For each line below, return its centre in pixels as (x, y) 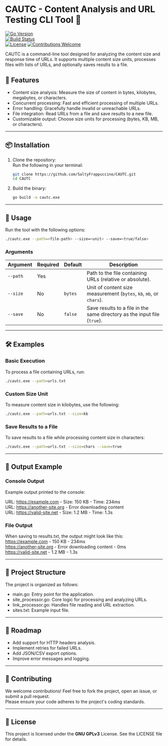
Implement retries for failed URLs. (47, 648)
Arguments (19, 252)
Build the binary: (29, 188)
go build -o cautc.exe (36, 198)
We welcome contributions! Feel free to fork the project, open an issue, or (81, 691)
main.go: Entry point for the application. (53, 594)
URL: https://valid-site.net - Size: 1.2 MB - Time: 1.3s (59, 512)
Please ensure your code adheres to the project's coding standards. (75, 702)
